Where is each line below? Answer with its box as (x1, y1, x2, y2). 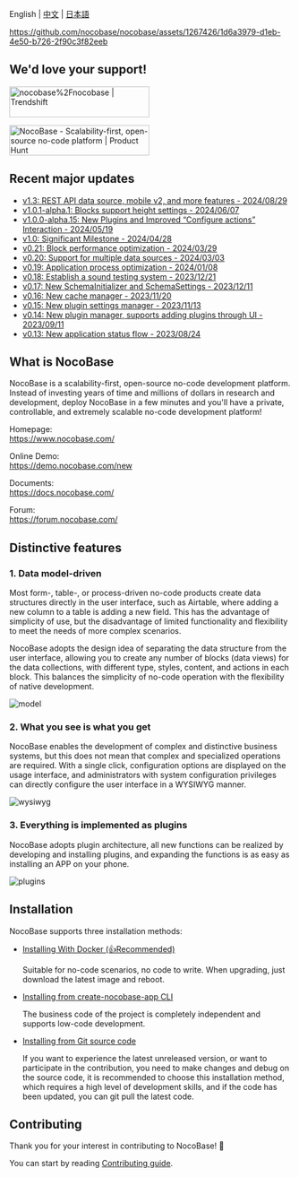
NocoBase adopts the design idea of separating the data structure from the (9, 643, 287, 653)
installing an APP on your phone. (9, 858, 130, 869)
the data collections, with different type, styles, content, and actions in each (9, 662, 289, 673)
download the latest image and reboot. (21, 974, 166, 984)
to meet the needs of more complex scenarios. (9, 626, 182, 636)
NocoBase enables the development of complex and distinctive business (9, 741, 278, 752)
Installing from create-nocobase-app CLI (21, 991, 174, 1002)
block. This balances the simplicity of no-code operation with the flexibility (9, 671, 285, 682)
